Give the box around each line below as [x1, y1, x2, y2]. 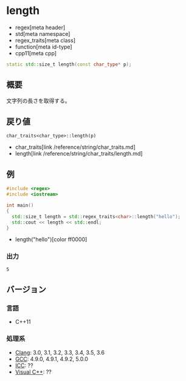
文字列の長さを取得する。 [6, 97, 71, 104]
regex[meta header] [15, 24, 66, 31]
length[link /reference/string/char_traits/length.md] [15, 150, 143, 157]
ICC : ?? [15, 362, 33, 369]
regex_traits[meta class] [15, 36, 76, 44]
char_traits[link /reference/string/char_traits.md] [15, 143, 136, 151]
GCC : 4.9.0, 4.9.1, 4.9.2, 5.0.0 [15, 355, 88, 362]
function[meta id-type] [15, 43, 72, 50]
